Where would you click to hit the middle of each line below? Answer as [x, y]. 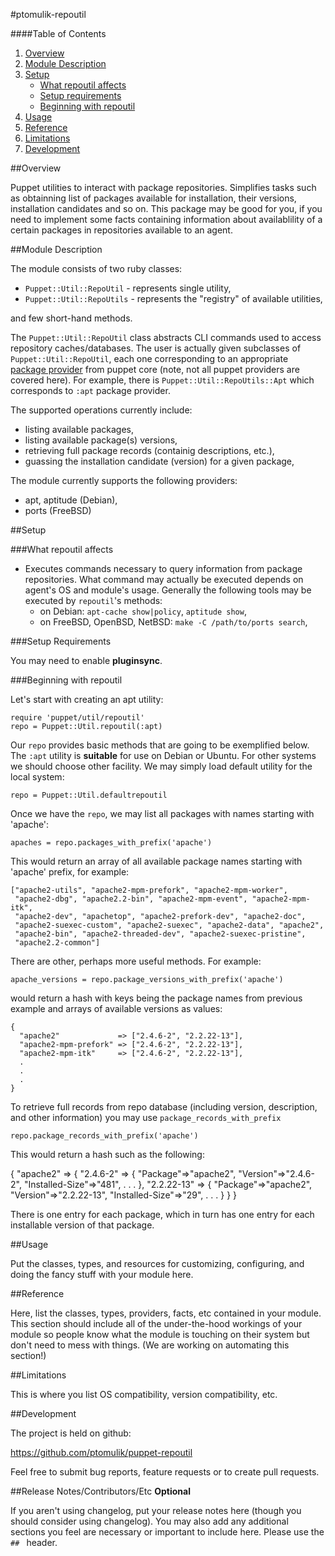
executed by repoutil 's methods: [93, 600]
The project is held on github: [71, 1433]
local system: [37, 777]
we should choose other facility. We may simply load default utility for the [161, 766]
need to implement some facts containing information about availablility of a [166, 219]
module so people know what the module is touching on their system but [160, 1334]
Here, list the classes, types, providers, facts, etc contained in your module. [166, 1313]
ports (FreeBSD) [58, 510]
